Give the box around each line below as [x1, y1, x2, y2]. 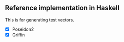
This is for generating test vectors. [5, 17, 75, 22]
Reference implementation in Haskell [5, 4, 120, 12]
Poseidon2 [12, 26, 34, 32]
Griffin [12, 32, 25, 38]
